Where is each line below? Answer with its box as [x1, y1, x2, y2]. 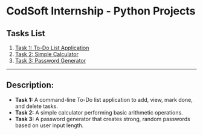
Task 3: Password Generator [14, 57, 86, 64]
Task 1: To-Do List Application [14, 44, 89, 51]
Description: [6, 80, 54, 90]
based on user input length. [14, 122, 84, 129]
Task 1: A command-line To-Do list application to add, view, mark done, [14, 96, 193, 103]
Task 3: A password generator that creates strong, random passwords [14, 115, 190, 122]
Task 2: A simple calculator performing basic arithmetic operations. [14, 108, 183, 116]
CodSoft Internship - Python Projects [6, 4, 196, 18]
